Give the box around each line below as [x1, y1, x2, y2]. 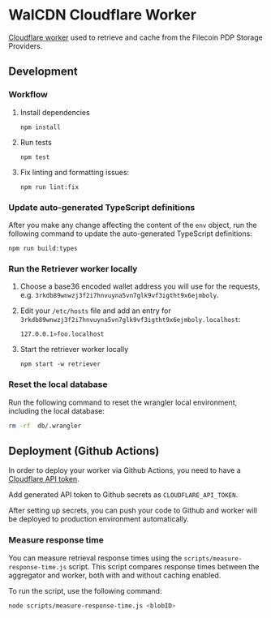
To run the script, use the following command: [8, 586, 162, 595]
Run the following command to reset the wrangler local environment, [8, 397, 238, 407]
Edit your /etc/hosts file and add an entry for [19, 306, 172, 315]
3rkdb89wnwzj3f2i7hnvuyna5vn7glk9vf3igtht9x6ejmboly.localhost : [19, 315, 241, 324]
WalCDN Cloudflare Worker [8, 6, 197, 24]
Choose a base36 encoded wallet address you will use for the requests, [19, 281, 260, 291]
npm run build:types [8, 244, 79, 252]
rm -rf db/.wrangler [8, 422, 82, 430]
